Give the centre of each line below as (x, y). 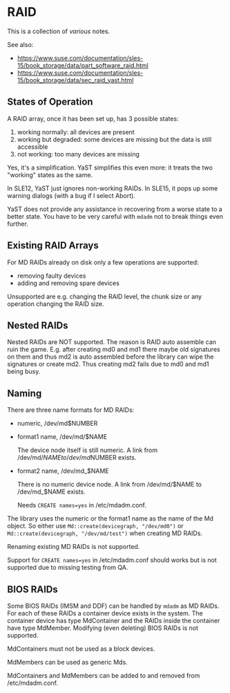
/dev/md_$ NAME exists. (51, 492)
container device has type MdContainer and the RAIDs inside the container (114, 621)
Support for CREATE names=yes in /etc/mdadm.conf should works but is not (112, 560)
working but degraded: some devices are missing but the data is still (114, 139)
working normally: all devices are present (76, 132)
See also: (20, 44)
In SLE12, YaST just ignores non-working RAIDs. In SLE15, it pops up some (113, 188)
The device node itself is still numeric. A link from (87, 450)
